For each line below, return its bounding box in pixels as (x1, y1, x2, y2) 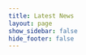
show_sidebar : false (8, 27, 79, 35)
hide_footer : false (8, 34, 75, 43)
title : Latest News (8, 11, 75, 20)
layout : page (8, 19, 53, 27)
